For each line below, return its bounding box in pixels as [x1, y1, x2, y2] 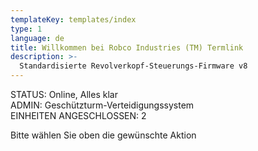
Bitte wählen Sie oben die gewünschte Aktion [10, 129, 197, 141]
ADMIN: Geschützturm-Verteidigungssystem [10, 99, 195, 111]
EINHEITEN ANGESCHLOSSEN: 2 [10, 110, 147, 121]
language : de [10, 33, 65, 43]
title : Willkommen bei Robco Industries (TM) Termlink [10, 42, 244, 53]
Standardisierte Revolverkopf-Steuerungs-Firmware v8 [19, 61, 248, 71]
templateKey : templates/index [10, 14, 137, 25]
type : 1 [10, 24, 43, 34]
